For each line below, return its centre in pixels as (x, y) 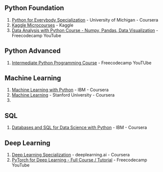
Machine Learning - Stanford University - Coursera (63, 95)
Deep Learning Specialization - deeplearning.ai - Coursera (71, 155)
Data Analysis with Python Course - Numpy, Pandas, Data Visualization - (85, 30)
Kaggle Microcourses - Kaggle (43, 25)
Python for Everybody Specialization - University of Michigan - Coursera (85, 20)
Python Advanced (33, 51)
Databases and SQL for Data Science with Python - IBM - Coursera (79, 127)
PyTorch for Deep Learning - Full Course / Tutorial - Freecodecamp (79, 160)
